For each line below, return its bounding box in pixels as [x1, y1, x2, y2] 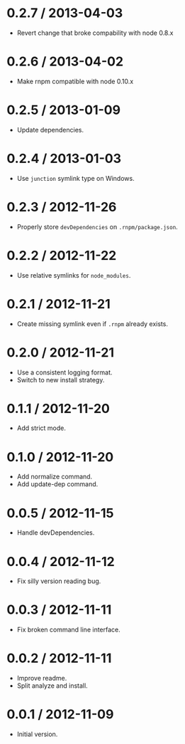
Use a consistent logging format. [16, 368, 113, 377]
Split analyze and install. [16, 681, 88, 690]
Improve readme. [16, 674, 67, 683]
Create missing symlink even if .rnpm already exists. [16, 319, 168, 328]
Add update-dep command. [16, 480, 99, 488]
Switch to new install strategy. [16, 375, 105, 384]
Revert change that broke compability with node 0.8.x [16, 28, 174, 37]
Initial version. [16, 730, 58, 738]
